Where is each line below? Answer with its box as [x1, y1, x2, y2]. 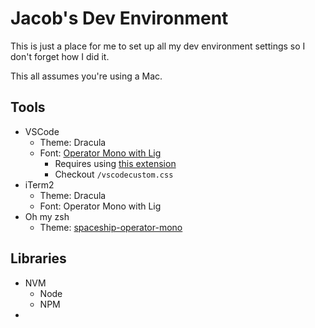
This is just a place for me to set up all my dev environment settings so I [10, 40, 306, 52]
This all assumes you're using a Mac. [10, 70, 163, 82]
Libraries [10, 250, 67, 267]
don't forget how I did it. [10, 50, 110, 62]
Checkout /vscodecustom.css [54, 168, 174, 180]
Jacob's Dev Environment [10, 7, 229, 30]
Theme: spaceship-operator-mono [39, 221, 183, 233]
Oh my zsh [24, 210, 70, 222]
